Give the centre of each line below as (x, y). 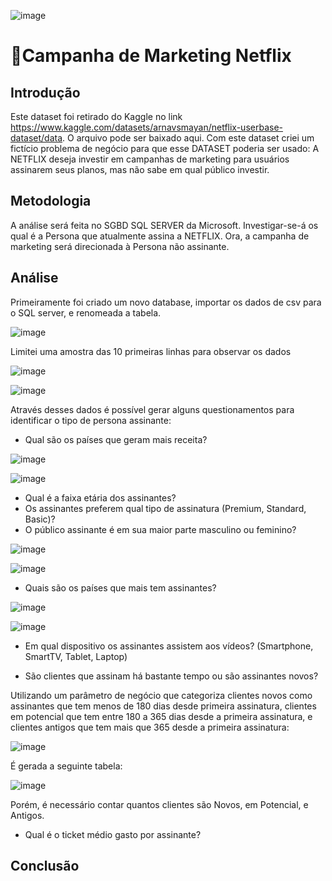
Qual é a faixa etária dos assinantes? (100, 497)
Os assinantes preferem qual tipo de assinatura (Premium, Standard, (165, 508)
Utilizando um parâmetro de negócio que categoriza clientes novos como (161, 695)
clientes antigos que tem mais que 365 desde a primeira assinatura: (150, 727)
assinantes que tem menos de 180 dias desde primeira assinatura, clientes (163, 706)
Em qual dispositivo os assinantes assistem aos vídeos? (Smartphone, (169, 646)
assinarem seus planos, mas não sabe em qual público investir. (140, 169)
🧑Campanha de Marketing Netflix (151, 56)
